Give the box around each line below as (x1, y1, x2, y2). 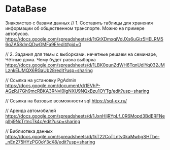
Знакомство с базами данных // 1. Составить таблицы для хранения (5, 20, 153, 26)
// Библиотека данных (5, 128, 53, 134)
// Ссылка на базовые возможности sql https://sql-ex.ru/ (5, 97, 127, 104)
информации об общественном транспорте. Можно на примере (5, 25, 145, 31)
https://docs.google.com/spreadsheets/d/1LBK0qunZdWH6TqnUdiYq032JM (5, 62, 165, 68)
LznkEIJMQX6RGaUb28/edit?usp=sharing (5, 67, 93, 73)
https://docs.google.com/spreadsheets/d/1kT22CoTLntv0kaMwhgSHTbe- (5, 133, 160, 139)
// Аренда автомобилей (5, 107, 56, 114)
